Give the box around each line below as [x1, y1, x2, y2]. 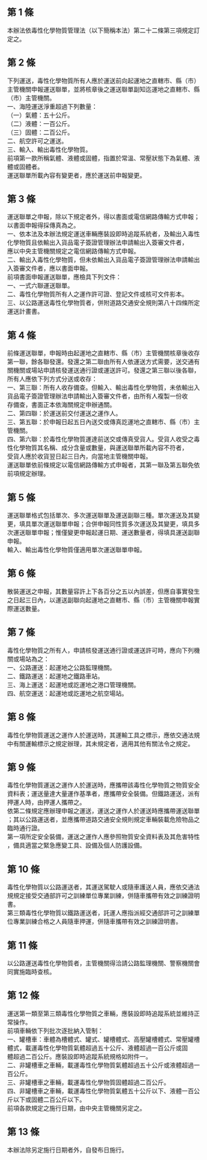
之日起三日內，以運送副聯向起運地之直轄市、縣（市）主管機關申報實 [7, 595, 200, 604]
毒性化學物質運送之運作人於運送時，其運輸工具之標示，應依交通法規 [7, 730, 200, 739]
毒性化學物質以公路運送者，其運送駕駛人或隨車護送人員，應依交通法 [7, 883, 200, 892]
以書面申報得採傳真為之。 [7, 221, 80, 229]
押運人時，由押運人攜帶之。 [7, 798, 86, 807]
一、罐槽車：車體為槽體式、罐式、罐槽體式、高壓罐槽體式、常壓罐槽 [7, 1035, 200, 1043]
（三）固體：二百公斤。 [7, 128, 74, 136]
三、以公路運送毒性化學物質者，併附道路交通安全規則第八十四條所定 [7, 299, 200, 307]
